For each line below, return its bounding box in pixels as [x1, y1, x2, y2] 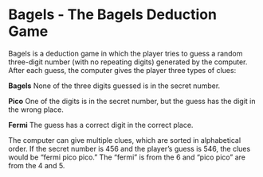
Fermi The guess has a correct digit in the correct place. [8, 120, 194, 129]
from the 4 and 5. [8, 160, 65, 170]
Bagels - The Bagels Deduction [8, 6, 218, 24]
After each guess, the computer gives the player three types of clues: [8, 65, 237, 75]
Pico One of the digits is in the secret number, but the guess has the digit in [8, 96, 256, 106]
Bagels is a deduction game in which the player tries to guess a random [8, 48, 243, 58]
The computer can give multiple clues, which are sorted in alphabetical [8, 135, 241, 144]
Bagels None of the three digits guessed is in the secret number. [8, 81, 221, 90]
